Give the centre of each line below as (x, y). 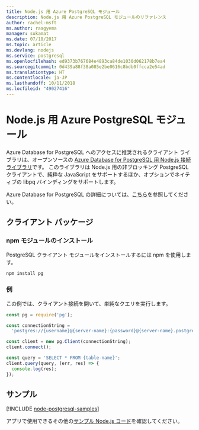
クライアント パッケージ (50, 222)
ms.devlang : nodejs (30, 50)
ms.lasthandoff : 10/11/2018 (41, 84)
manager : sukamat (28, 34)
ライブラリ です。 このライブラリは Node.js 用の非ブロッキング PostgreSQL (97, 167)
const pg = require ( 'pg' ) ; (39, 315)
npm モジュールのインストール (50, 240)
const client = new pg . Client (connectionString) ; (69, 342)
